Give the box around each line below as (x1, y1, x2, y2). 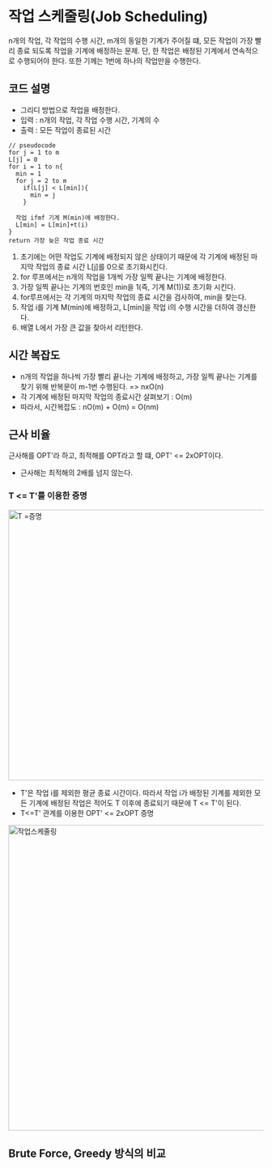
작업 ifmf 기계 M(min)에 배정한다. (15, 214, 121, 222)
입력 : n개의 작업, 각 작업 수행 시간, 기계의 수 (19, 115, 160, 125)
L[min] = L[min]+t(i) (15, 220, 89, 229)
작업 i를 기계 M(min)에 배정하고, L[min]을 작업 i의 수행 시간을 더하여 (19, 302, 235, 312)
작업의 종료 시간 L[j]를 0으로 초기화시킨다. (35, 261, 168, 271)
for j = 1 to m (8, 148, 60, 156)
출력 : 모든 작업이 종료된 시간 (19, 125, 112, 134)
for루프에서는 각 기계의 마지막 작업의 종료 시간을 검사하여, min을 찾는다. (19, 292, 247, 302)
